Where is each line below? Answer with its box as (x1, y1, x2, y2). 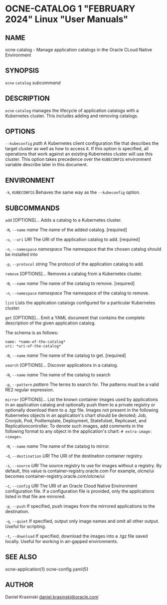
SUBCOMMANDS (5, 204, 60, 212)
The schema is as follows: (5, 330, 59, 336)
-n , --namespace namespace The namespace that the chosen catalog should (5, 246, 162, 252)
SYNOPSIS (5, 66, 39, 75)
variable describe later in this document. (5, 162, 88, 168)
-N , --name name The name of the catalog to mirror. (5, 443, 110, 449)
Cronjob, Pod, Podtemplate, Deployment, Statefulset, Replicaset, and (5, 418, 147, 424)
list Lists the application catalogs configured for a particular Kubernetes (5, 300, 156, 306)
